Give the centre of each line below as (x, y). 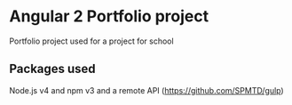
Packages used (52, 69)
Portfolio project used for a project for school (92, 41)
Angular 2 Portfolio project (109, 16)
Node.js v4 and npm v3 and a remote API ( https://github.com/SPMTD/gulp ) (146, 90)
